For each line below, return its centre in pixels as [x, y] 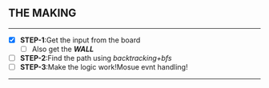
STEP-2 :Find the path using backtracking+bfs [96, 58]
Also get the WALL [63, 49]
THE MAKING [42, 13]
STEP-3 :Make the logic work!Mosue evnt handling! [104, 67]
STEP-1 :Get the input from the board [80, 40]
